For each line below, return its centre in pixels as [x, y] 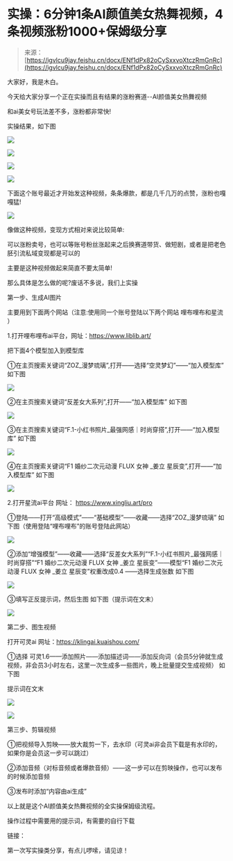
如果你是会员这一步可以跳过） [50, 753]
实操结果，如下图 [32, 126]
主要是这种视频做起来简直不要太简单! [60, 268]
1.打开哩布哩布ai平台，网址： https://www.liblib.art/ [79, 335]
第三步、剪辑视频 [32, 729]
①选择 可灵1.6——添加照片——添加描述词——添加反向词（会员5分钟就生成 [115, 656]
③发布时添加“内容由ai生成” [47, 791]
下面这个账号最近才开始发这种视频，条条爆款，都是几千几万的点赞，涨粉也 [113, 193]
